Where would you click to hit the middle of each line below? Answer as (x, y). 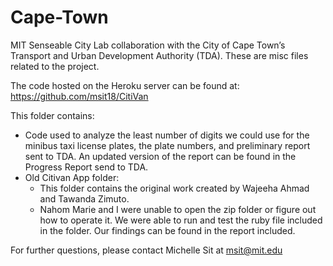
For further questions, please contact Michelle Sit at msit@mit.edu (146, 250)
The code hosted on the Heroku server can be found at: (125, 85)
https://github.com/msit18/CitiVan (79, 96)
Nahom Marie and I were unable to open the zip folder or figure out (178, 209)
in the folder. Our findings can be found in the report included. (167, 230)
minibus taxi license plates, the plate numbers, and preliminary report (167, 145)
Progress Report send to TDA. (86, 167)
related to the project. (55, 66)
